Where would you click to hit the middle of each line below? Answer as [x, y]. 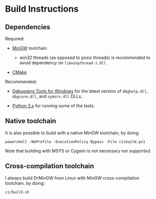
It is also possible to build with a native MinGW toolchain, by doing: [72, 133]
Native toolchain [31, 121]
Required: [15, 39]
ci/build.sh [17, 192]
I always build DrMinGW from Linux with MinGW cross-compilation [72, 178]
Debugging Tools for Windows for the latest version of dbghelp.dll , [80, 91]
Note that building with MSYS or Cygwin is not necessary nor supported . [78, 151]
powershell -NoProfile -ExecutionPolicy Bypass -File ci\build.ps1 [75, 142]
